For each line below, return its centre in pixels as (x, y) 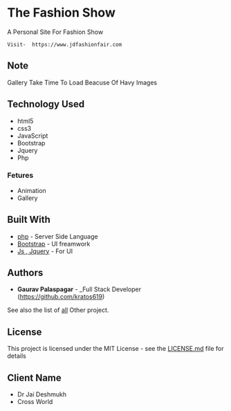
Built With (29, 220)
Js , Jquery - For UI (45, 251)
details (17, 356)
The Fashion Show (61, 13)
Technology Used (46, 104)
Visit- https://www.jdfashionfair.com (65, 44)
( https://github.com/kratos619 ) (61, 297)
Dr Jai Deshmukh (42, 394)
